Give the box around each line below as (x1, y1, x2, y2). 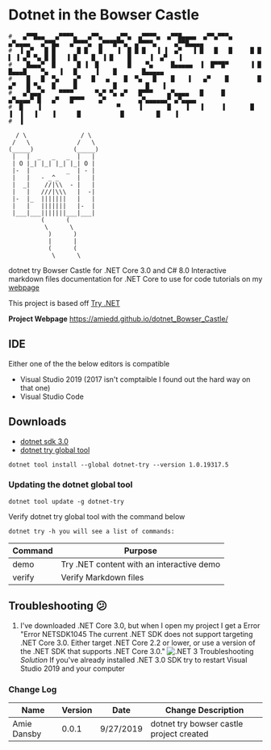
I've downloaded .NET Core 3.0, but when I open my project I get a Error (19, 620, 261, 631)
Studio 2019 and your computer (19, 664, 126, 673)
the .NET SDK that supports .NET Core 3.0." (19, 646, 165, 656)
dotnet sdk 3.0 (19, 436, 69, 446)
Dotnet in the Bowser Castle (8, 6, 200, 24)
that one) (19, 383, 51, 392)
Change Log (8, 684, 57, 695)
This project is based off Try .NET (8, 298, 121, 308)
